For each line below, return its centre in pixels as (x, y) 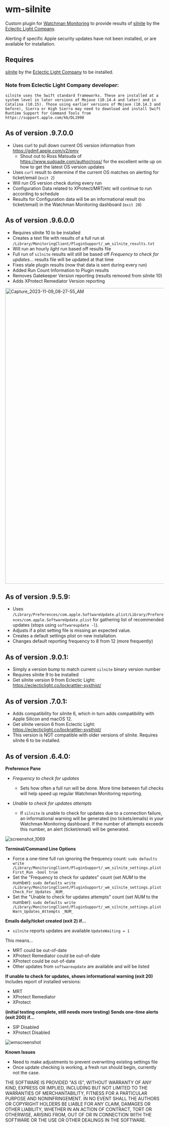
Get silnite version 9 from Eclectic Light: (54, 680)
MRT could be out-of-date (39, 950)
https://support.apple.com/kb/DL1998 (45, 118)
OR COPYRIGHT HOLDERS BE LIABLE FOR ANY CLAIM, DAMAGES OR (78, 1104)
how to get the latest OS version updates (62, 167)
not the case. (26, 1072)
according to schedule (36, 194)
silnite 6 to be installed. (36, 741)
